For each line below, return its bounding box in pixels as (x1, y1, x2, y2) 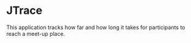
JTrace (6, 4, 43, 18)
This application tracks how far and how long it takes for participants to (6, 24, 186, 31)
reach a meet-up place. (6, 30, 65, 37)
